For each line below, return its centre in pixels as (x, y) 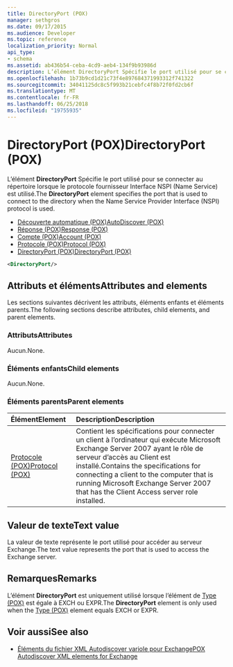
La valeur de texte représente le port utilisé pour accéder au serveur (105, 542)
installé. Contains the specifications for (138, 466)
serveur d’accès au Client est (123, 457)
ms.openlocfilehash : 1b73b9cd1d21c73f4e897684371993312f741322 (101, 78)
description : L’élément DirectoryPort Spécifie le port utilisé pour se (114, 72)
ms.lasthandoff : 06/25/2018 (48, 104)
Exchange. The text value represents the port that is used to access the (108, 550)
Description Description (115, 420)
